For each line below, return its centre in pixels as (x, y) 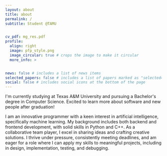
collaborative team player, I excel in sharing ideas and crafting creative (78, 132)
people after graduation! (30, 107)
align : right (23, 46)
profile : (14, 42)
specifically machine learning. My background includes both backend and (81, 122)
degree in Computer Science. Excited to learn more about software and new (83, 102)
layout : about (20, 10)
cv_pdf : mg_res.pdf (25, 37)
